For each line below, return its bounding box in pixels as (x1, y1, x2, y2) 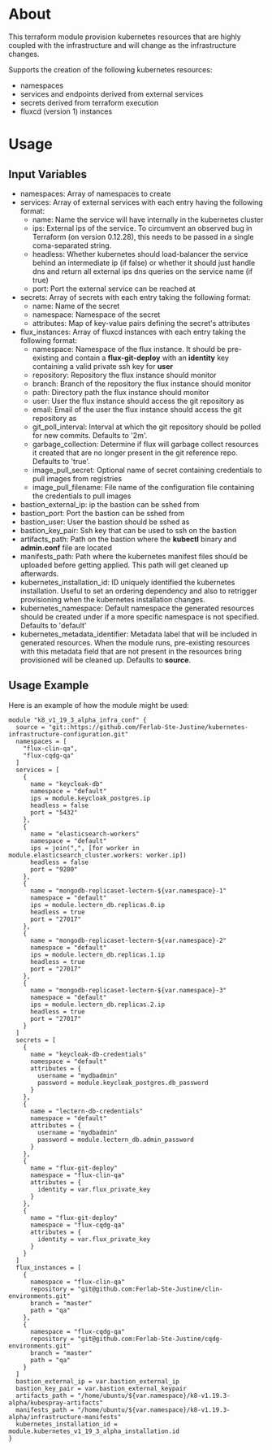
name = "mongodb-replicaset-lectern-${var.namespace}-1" (29, 887, 227, 895)
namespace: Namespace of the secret (32, 310, 161, 319)
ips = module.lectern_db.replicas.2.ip (29, 1001, 165, 1009)
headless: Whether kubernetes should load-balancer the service (32, 249, 248, 258)
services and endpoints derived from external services (19, 89, 204, 98)
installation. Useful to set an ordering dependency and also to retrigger (19, 586, 257, 596)
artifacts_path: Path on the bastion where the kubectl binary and (19, 534, 237, 544)
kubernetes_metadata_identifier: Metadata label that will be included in (19, 629, 257, 639)
